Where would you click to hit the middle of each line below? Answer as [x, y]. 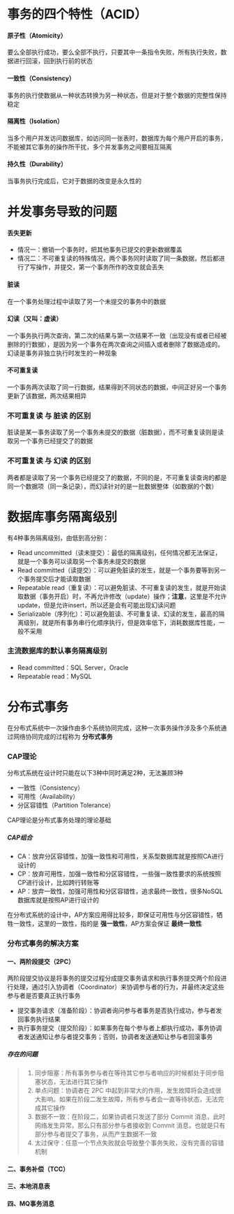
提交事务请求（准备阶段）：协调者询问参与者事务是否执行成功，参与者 [116, 1011]
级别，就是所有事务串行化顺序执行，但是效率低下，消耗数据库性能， [121, 622]
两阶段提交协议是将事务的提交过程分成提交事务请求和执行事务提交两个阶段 [114, 978]
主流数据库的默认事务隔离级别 [57, 651]
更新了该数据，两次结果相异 [47, 396]
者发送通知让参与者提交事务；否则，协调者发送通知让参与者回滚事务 [115, 1037]
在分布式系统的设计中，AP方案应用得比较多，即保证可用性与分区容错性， [112, 915]
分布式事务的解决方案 [43, 943]
